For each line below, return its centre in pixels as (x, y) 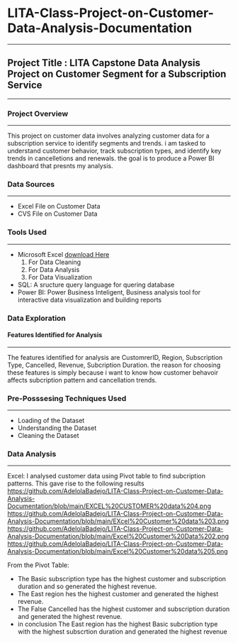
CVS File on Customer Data (57, 214)
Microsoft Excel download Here (63, 254)
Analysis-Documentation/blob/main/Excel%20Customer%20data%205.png (118, 551)
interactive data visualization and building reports (89, 299)
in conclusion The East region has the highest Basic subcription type (118, 624)
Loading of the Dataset (51, 421)
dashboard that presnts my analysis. (60, 166)
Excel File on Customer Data (59, 207)
